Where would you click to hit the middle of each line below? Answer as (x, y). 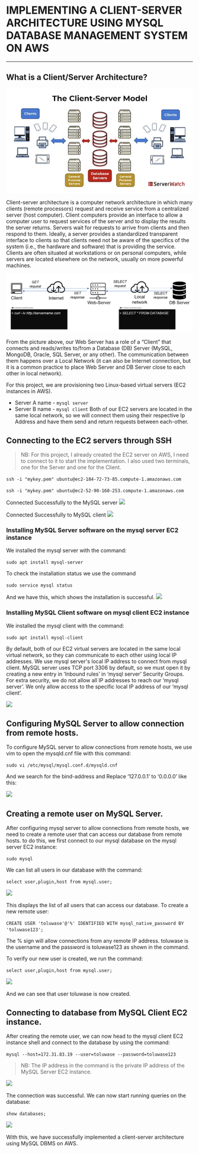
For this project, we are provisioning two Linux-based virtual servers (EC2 (96, 385)
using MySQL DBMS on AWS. (42, 1144)
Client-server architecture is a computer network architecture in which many (99, 202)
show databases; (26, 1114)
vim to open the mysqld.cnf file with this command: (69, 753)
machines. (19, 265)
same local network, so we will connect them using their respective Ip (100, 416)
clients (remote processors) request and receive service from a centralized (97, 209)
